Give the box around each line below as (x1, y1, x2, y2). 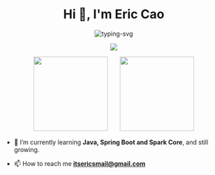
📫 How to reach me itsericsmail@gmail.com (13, 159, 146, 167)
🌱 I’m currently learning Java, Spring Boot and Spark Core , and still (13, 138, 209, 146)
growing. (13, 145, 40, 153)
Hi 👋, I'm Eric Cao (63, 6, 165, 22)
